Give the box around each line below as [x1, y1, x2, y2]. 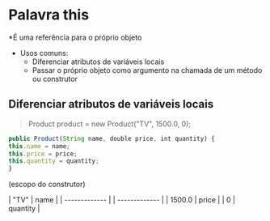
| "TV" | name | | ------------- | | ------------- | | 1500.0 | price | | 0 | [8, 195, 236, 205]
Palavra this [8, 6, 90, 24]
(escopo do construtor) [8, 180, 86, 189]
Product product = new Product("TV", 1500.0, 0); [27, 119, 192, 129]
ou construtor [32, 74, 78, 83]
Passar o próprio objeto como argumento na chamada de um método [32, 65, 263, 74]
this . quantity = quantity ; [8, 157, 99, 165]
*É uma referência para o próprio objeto [8, 32, 142, 42]
